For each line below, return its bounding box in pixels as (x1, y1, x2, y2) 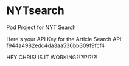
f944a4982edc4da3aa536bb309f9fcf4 (6, 42, 105, 49)
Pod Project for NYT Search (6, 24, 76, 31)
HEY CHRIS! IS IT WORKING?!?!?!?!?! (6, 53, 98, 61)
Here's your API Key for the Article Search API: (6, 35, 124, 42)
